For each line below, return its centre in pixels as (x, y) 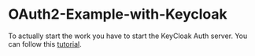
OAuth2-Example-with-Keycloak (118, 14)
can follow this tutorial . (45, 44)
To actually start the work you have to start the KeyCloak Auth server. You (128, 36)
